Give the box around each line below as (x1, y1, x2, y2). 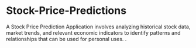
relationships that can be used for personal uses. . (6, 35, 127, 42)
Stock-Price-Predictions (6, 4, 127, 17)
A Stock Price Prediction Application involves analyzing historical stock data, (6, 23, 191, 30)
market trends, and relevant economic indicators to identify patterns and (6, 29, 181, 36)
